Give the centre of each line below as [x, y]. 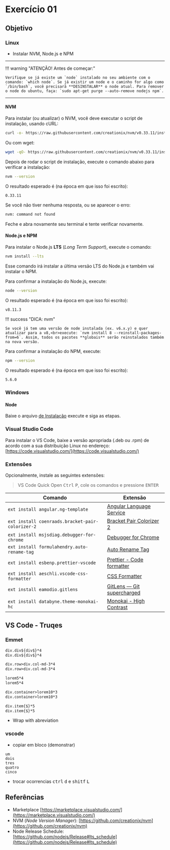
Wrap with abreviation [35, 720]
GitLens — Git [123, 586]
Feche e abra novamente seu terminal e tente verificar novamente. [75, 224]
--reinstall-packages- [138, 333]
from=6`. [14, 338]
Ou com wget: [20, 142]
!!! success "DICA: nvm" [30, 319]
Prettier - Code [125, 560]
